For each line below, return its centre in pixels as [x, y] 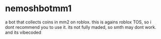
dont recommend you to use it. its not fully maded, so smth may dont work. [81, 27]
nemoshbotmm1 [38, 9]
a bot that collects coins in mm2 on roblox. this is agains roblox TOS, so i [78, 22]
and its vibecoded [23, 32]
